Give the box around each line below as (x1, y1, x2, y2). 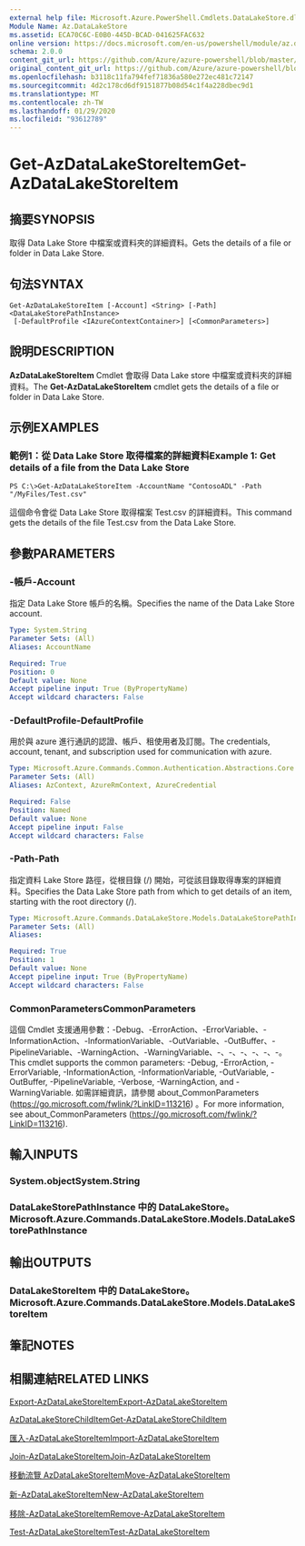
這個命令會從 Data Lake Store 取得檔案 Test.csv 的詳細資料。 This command (9, 507, 292, 518)
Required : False (9, 798, 71, 807)
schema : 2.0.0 (9, 47, 64, 56)
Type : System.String (9, 626, 88, 635)
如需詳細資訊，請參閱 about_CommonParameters (75, 1088, 260, 1099)
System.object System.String (9, 1175, 141, 1188)
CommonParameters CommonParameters (9, 1002, 197, 1015)
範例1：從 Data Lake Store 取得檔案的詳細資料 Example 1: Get (9, 449, 276, 462)
